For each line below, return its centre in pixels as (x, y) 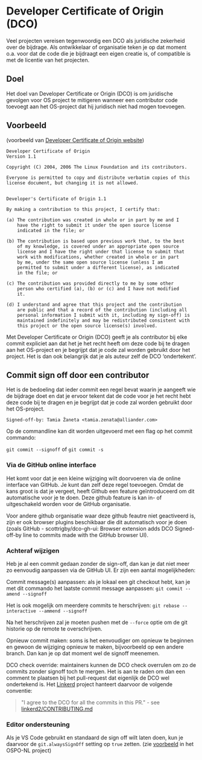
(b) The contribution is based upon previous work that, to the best (96, 241)
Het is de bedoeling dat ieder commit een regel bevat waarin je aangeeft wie (101, 390)
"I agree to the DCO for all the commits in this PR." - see (90, 702)
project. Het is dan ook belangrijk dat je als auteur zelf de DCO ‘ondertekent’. (101, 356)
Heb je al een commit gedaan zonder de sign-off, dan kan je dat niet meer (98, 564)
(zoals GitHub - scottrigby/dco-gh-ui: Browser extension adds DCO (90, 528)
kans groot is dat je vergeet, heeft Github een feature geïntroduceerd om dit (100, 491)
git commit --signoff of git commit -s (55, 449)
